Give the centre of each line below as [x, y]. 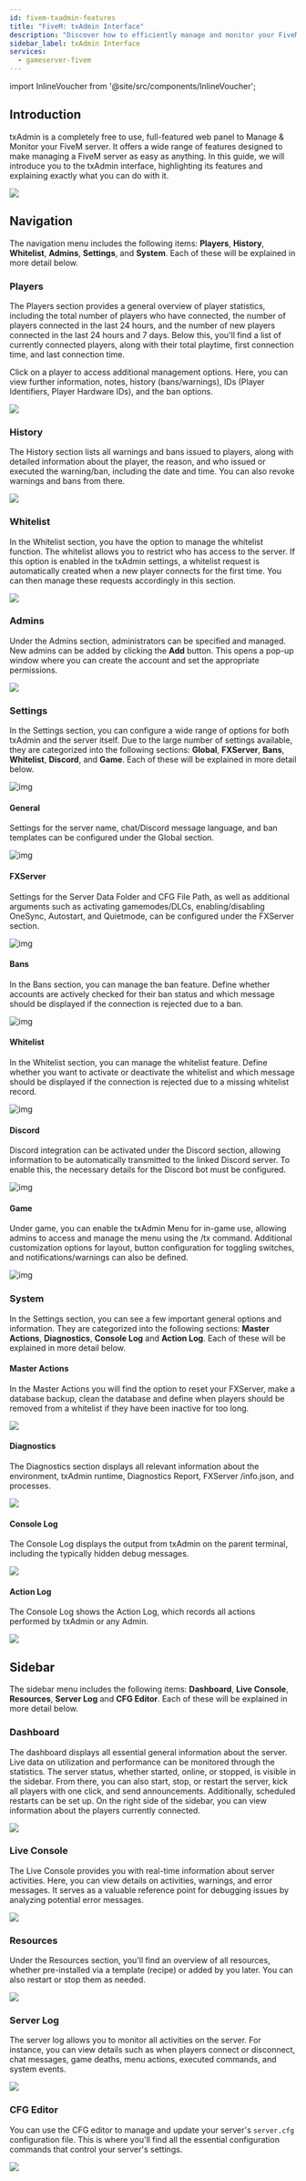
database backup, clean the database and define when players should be [147, 1398]
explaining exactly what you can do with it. [89, 175]
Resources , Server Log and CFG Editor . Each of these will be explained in [148, 1699]
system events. [38, 2069]
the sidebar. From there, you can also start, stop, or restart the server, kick [149, 1781]
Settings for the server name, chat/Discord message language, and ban [143, 828]
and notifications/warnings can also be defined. [99, 1258]
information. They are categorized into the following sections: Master [140, 1328]
